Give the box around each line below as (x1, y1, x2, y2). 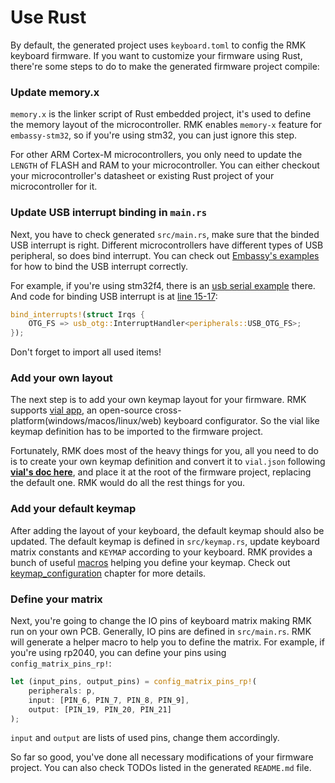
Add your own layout (10, 371, 113, 385)
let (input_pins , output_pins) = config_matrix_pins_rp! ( (10, 677, 257, 687)
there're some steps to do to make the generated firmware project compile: (10, 60, 320, 72)
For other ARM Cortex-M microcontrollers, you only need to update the (10, 149, 303, 161)
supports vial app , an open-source (10, 404, 153, 416)
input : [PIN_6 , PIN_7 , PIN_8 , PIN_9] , (28, 695, 190, 705)
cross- (154, 404, 182, 416)
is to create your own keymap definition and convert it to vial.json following (10, 456, 326, 468)
